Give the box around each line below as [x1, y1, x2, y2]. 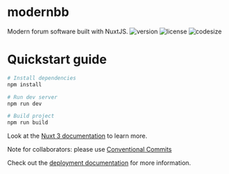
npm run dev [7, 100, 42, 107]
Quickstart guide [7, 52, 107, 68]
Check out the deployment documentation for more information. [7, 159, 191, 167]
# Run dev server [7, 93, 58, 101]
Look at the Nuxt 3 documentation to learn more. [7, 132, 148, 140]
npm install [7, 81, 42, 88]
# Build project [7, 113, 54, 120]
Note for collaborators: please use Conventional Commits [7, 145, 172, 154]
